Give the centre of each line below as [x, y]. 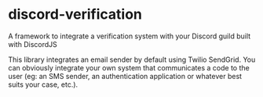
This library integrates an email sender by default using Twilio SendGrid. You [132, 59]
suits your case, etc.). [43, 84]
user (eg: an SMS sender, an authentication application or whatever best [125, 76]
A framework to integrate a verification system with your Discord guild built [130, 36]
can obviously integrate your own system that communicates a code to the [129, 67]
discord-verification [75, 14]
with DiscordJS [33, 44]
